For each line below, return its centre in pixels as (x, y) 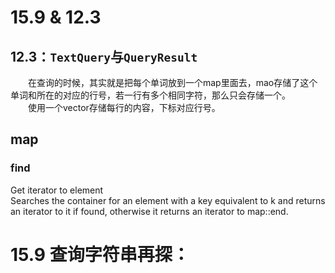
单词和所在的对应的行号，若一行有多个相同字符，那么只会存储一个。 (150, 95)
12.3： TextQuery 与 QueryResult (104, 56)
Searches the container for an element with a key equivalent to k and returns (168, 200)
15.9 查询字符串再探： (100, 254)
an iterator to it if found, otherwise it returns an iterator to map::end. (149, 211)
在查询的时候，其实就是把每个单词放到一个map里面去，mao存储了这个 (173, 82)
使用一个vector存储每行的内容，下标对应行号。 (124, 107)
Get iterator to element (57, 190)
